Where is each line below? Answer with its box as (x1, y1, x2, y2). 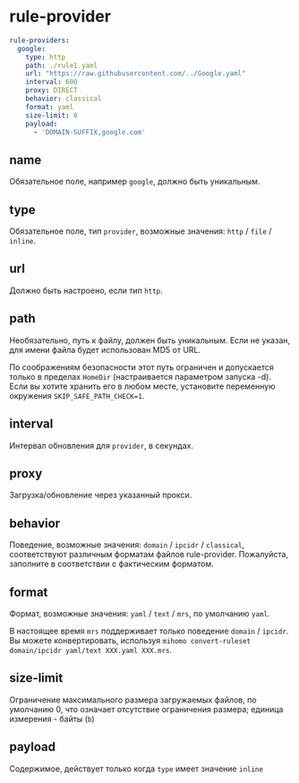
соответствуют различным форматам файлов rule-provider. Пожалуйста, (9, 549, 289, 560)
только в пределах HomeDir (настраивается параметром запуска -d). (9, 371, 271, 382)
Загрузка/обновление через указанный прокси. (9, 490, 192, 501)
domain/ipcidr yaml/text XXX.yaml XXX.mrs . (9, 644, 173, 655)
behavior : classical (25, 94, 102, 104)
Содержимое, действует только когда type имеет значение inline (9, 763, 264, 774)
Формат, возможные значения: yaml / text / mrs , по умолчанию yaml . (9, 607, 270, 619)
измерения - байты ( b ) (9, 713, 96, 724)
